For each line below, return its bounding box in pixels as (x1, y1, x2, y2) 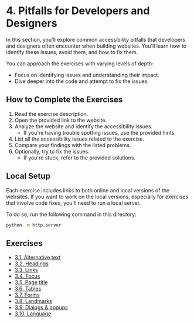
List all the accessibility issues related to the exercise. (14, 135, 145, 142)
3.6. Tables (14, 285, 42, 292)
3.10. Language (14, 310, 52, 317)
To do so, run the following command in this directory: (6, 211, 137, 218)
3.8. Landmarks (14, 298, 53, 305)
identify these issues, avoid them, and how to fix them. (6, 48, 138, 55)
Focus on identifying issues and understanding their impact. (14, 71, 160, 78)
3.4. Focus (14, 272, 40, 280)
